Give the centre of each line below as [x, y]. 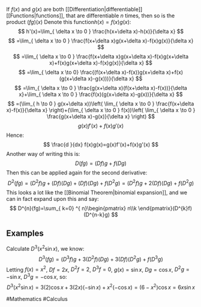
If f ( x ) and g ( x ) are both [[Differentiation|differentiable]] [74, 9]
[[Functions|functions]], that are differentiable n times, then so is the [91, 16]
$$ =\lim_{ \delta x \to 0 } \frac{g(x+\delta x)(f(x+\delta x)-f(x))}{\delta [101, 88]
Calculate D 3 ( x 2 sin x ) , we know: [45, 248]
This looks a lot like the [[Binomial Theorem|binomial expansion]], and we [97, 192]
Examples [25, 234]
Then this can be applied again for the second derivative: [77, 173]
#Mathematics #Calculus [37, 299]
